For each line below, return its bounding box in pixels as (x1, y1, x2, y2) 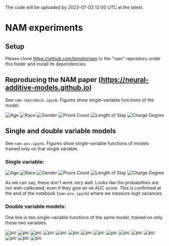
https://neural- (100, 75, 149, 84)
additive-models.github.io (5, 84, 89, 92)
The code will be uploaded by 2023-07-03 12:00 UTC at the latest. (5, 5, 144, 10)
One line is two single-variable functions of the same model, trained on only (5, 215, 163, 221)
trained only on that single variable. (5, 145, 79, 151)
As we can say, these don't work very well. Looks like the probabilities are (5, 179, 159, 185)
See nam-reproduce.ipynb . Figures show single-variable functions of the (5, 97, 154, 103)
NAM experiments (5, 22, 83, 33)
